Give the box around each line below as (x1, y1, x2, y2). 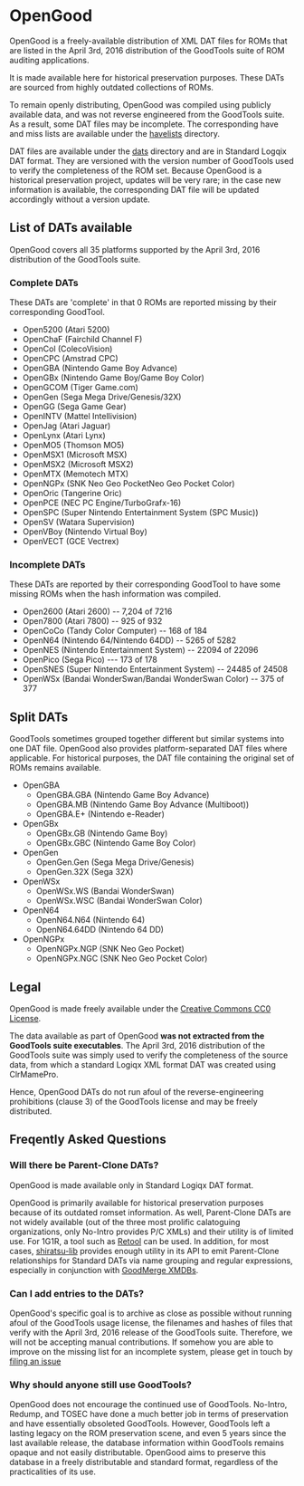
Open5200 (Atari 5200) (22, 324, 110, 335)
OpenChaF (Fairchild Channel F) (22, 334, 143, 345)
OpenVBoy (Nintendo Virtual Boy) (22, 526, 147, 537)
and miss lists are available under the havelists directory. (9, 128, 220, 139)
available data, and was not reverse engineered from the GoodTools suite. (9, 109, 285, 120)
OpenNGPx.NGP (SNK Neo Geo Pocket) (35, 944, 185, 954)
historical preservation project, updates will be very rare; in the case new (9, 174, 281, 186)
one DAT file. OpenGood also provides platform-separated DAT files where (9, 743, 288, 754)
